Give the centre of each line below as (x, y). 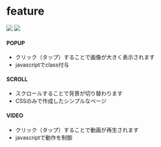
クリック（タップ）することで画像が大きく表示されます (85, 57)
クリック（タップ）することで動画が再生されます (77, 130)
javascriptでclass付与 (42, 65)
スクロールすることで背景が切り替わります (69, 93)
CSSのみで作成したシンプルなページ (61, 101)
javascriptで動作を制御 (43, 137)
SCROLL (17, 79)
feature (25, 11)
